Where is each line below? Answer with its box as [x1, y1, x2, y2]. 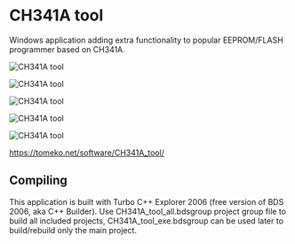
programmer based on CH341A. [9, 43, 126, 54]
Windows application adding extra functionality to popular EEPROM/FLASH [9, 35, 284, 45]
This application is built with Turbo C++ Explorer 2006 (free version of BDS [9, 196, 284, 207]
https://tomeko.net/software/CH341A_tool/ [9, 147, 164, 158]
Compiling [9, 173, 68, 188]
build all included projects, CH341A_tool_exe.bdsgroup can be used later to [9, 215, 284, 226]
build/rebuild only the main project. [9, 224, 138, 235]
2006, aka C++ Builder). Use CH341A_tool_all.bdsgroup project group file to [9, 206, 287, 216]
